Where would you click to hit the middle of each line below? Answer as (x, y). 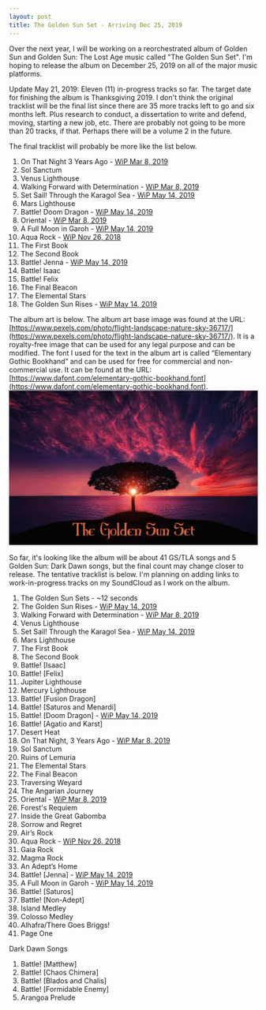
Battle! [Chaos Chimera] (60, 973)
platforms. (26, 73)
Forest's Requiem (49, 808)
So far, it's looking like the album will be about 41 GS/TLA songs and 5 (122, 558)
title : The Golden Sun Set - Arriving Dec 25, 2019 (96, 25)
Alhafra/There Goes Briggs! (65, 925)
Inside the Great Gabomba (63, 816)
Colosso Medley (47, 917)
